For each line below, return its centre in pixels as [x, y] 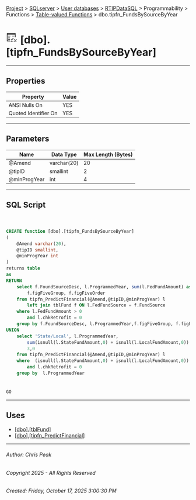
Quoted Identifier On [33, 113]
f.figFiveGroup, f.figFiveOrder [66, 293]
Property [33, 96]
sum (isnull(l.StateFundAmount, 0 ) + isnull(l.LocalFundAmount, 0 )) [108, 342]
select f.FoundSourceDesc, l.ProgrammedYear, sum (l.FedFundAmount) [100, 287]
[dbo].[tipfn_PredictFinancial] [50, 436]
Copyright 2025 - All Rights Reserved [51, 473]
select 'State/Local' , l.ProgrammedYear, [67, 336]
